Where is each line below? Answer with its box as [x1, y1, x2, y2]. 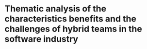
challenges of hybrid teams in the [4, 24, 143, 34]
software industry [4, 34, 79, 45]
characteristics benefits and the [4, 13, 137, 24]
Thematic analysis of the [4, 3, 107, 14]
